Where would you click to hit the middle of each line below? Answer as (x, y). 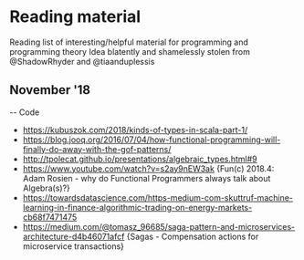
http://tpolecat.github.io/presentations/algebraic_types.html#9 (140, 159)
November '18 (50, 90)
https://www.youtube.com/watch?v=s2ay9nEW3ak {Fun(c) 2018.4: (148, 168)
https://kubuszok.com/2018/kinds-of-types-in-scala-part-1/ (135, 130)
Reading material (75, 17)
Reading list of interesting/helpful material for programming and (129, 42)
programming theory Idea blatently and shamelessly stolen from (130, 51)
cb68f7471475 (50, 217)
